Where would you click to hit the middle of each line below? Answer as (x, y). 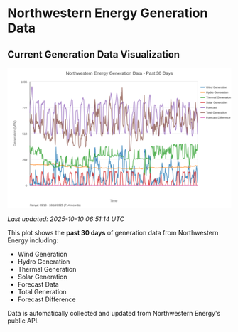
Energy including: (33, 240)
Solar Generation (42, 277)
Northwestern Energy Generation (108, 13)
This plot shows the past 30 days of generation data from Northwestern (113, 233)
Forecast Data (38, 284)
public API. (23, 321)
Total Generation (42, 292)
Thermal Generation (47, 269)
